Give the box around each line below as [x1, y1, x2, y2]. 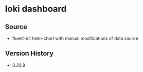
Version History [5, 49, 54, 58]
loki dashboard [5, 3, 67, 14]
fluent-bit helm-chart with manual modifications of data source [12, 35, 139, 41]
